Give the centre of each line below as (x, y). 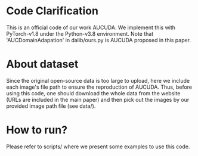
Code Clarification (52, 11)
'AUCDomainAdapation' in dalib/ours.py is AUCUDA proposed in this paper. (99, 40)
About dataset (42, 64)
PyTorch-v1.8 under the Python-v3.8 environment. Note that (80, 33)
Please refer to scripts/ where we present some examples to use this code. (98, 146)
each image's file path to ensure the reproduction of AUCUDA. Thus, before (99, 87)
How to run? (37, 130)
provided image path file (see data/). (51, 106)
